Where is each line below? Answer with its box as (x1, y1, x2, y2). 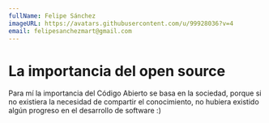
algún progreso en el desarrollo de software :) (8, 106, 162, 116)
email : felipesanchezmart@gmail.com (8, 27, 132, 35)
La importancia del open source (8, 61, 225, 80)
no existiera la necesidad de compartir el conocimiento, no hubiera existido (8, 97, 259, 107)
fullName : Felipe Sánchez (8, 11, 96, 20)
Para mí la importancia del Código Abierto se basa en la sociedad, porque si (8, 88, 262, 98)
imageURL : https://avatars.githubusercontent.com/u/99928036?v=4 (8, 19, 233, 28)
